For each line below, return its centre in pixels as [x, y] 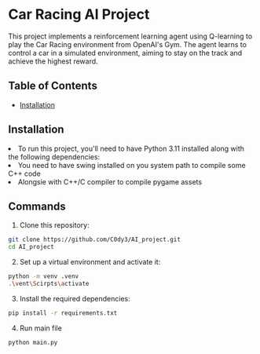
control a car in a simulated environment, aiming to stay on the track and [125, 53]
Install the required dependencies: [75, 298]
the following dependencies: [54, 157]
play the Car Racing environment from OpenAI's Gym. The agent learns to [128, 44]
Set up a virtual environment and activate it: [90, 262]
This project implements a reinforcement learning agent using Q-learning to [130, 36]
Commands [37, 206]
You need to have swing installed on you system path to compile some [132, 165]
